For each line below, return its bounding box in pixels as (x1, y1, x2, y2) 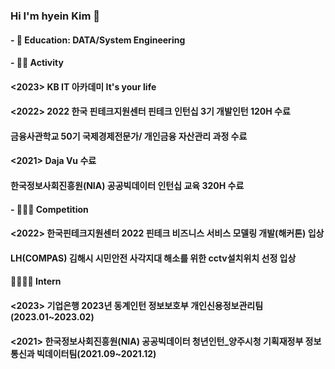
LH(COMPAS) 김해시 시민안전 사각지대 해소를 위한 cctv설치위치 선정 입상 (10, 252, 297, 264)
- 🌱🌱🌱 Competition (10, 203, 89, 215)
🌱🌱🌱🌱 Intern (10, 275, 62, 288)
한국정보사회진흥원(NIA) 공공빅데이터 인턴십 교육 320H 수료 (10, 180, 245, 192)
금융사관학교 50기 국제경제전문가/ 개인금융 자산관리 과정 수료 (10, 130, 248, 142)
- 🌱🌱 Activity (10, 57, 64, 69)
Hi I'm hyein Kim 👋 (10, 9, 101, 23)
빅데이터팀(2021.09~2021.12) (36, 347, 157, 359)
